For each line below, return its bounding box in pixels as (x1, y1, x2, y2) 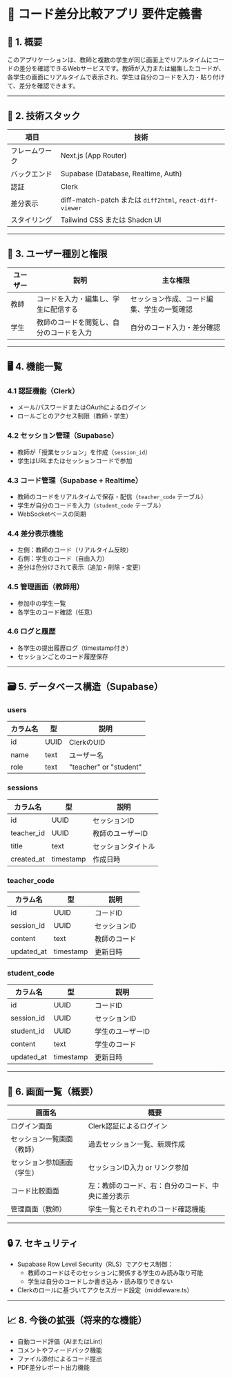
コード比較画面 (10, 1186, 60, 1196)
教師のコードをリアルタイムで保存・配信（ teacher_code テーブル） (17, 492, 207, 501)
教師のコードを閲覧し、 (37, 317, 113, 327)
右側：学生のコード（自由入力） (17, 555, 108, 563)
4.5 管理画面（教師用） (7, 582, 84, 592)
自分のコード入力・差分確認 (130, 322, 221, 332)
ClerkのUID (68, 738, 106, 747)
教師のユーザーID (93, 828, 148, 838)
